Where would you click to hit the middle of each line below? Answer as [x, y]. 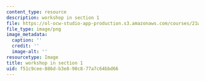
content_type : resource [37, 12]
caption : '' [27, 40]
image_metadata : [27, 35]
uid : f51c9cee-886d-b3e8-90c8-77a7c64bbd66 [63, 69]
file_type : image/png [34, 29]
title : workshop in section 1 [45, 63]
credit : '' [26, 46]
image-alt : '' [30, 52]
